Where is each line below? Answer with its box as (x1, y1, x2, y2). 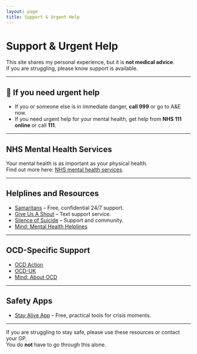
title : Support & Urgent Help (6, 14, 80, 20)
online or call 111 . (14, 122, 57, 129)
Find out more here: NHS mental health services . (6, 166, 124, 173)
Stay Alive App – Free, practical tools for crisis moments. (14, 312, 151, 319)
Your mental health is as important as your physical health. (6, 160, 148, 167)
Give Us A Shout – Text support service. (14, 210, 111, 217)
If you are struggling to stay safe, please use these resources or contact (6, 328, 180, 335)
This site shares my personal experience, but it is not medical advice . (6, 59, 175, 66)
